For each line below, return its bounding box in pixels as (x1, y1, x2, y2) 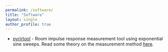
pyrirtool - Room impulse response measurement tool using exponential (12, 36, 163, 42)
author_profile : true (5, 21, 51, 27)
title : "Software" (5, 12, 44, 17)
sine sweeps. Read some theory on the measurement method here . (12, 41, 154, 47)
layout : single (5, 17, 38, 22)
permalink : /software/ (5, 7, 53, 13)
